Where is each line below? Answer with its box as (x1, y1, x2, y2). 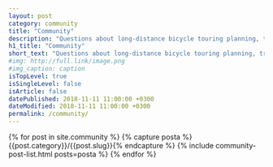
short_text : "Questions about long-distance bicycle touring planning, (8, 49, 256, 58)
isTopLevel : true (8, 72, 67, 80)
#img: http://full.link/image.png (8, 58, 126, 66)
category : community (8, 19, 79, 28)
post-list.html (8, 149, 53, 159)
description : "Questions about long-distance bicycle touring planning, (8, 34, 260, 43)
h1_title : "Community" (8, 42, 85, 50)
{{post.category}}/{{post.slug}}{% (8, 141, 123, 150)
